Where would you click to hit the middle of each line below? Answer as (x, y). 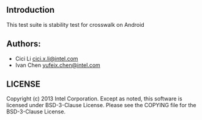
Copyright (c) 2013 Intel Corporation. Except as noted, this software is (94, 99)
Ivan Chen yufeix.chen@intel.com (58, 65)
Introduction (31, 10)
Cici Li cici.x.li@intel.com (47, 58)
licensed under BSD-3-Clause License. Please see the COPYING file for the (102, 105)
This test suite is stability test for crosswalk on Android (76, 24)
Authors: (24, 44)
